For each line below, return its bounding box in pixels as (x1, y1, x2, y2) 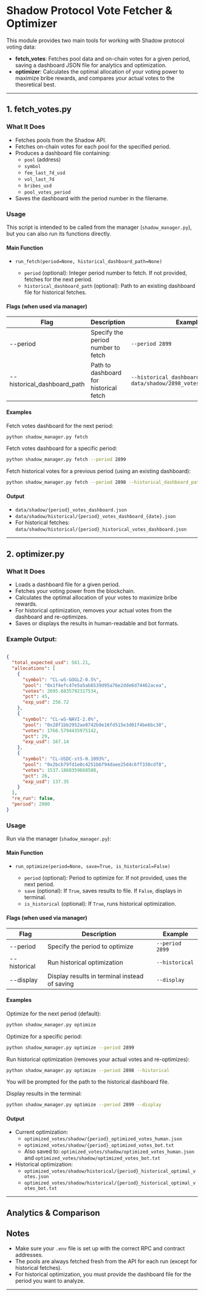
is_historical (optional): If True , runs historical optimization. (24, 900, 177, 908)
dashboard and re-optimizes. (15, 613, 88, 621)
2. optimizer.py (6, 548, 65, 559)
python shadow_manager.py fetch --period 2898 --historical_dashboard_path (6, 479, 202, 486)
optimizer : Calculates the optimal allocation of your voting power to (15, 68, 185, 75)
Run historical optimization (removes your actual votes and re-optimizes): (6, 1056, 190, 1063)
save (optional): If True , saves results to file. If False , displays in (24, 887, 182, 895)
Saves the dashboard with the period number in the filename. (15, 194, 169, 201)
